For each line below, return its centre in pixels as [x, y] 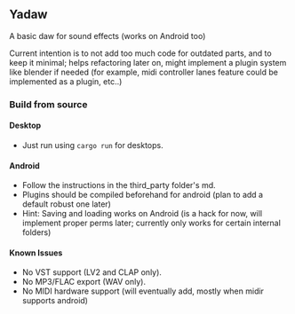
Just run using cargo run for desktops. [92, 145]
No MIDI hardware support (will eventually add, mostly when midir [143, 291]
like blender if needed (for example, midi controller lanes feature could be [144, 72]
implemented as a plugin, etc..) [66, 81]
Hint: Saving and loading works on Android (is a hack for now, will [142, 214]
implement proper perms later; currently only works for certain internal [151, 223]
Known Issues [36, 253]
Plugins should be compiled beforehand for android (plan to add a [143, 195]
